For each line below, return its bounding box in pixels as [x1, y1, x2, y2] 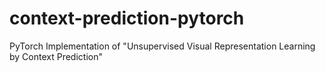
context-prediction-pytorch [9, 7, 245, 30]
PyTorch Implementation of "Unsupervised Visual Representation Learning [9, 40, 316, 52]
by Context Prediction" [9, 50, 103, 62]
